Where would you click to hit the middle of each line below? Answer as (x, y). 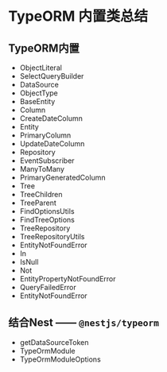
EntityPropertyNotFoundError (68, 279)
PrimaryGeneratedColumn (62, 177)
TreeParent (38, 203)
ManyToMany (42, 169)
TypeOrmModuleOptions (60, 359)
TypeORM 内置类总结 (78, 16)
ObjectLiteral (41, 68)
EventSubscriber (47, 161)
